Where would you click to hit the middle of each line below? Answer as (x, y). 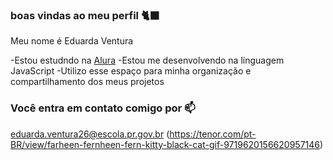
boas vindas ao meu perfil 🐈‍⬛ (85, 15)
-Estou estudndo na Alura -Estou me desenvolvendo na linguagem (147, 60)
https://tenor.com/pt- (213, 134)
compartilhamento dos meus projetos (87, 82)
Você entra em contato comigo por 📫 (103, 108)
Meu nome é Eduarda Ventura (72, 41)
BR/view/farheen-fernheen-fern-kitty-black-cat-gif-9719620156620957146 (165, 144)
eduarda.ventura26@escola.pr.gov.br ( (90, 134)
